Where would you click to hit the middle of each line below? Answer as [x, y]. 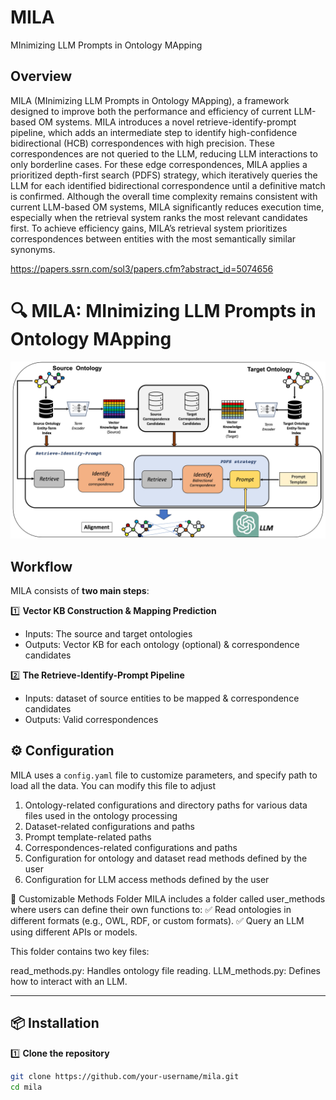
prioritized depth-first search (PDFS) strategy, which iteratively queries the [164, 175]
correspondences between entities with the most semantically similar [153, 238]
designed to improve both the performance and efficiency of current [151, 111]
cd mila [26, 1087]
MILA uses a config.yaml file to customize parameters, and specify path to [164, 775]
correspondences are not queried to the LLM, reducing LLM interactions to [164, 153]
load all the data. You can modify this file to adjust [113, 785]
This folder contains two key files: [80, 951]
